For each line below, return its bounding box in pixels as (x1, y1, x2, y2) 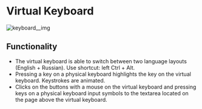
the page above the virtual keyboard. (15, 96, 107, 103)
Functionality (6, 42, 58, 52)
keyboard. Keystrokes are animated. (15, 76, 106, 84)
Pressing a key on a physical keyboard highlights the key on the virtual (15, 70, 191, 78)
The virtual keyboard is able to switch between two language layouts (15, 57, 187, 64)
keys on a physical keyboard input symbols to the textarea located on (15, 89, 189, 97)
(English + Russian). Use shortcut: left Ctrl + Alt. (15, 64, 135, 71)
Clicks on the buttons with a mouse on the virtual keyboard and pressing (15, 83, 197, 90)
